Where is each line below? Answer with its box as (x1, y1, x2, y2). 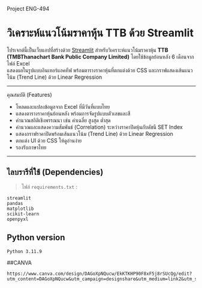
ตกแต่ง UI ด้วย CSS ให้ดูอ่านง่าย (15, 136, 82, 144)
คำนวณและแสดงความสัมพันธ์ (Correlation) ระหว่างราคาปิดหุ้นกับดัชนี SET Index (15, 123, 183, 130)
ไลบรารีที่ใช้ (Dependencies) (7, 167, 104, 177)
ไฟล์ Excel (7, 60, 30, 67)
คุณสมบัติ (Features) (7, 91, 53, 98)
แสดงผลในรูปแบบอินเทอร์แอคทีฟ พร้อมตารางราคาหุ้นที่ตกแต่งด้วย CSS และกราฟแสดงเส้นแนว (7, 66, 194, 74)
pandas (7, 200, 23, 206)
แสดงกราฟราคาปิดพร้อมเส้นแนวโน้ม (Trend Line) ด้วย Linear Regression (15, 130, 173, 137)
